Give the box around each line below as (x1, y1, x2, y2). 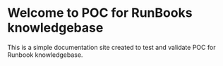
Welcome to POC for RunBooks (7, 5, 193, 21)
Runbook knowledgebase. (7, 51, 83, 59)
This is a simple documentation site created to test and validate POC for (7, 43, 216, 51)
